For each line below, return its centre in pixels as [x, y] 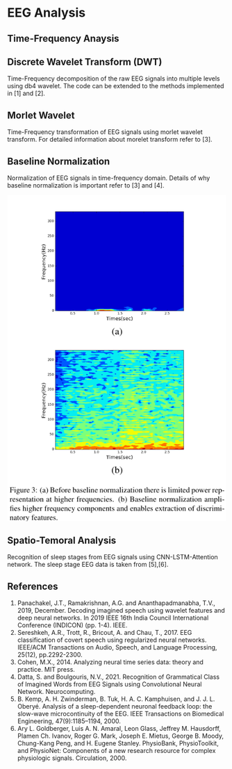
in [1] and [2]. [26, 93]
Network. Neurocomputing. [56, 692]
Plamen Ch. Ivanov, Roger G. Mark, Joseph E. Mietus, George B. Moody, [121, 736]
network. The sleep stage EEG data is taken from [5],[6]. [88, 565]
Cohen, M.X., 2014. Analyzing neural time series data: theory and [110, 662]
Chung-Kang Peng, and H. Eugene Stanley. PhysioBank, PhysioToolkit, [118, 743]
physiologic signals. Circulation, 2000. [72, 758]
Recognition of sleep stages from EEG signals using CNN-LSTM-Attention [113, 557]
